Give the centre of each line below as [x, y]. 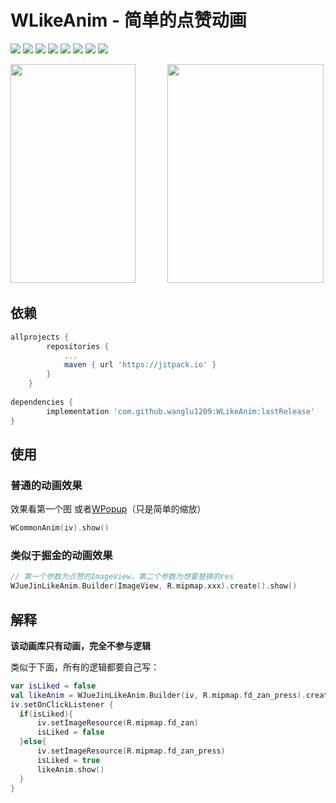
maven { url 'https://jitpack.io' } [140, 365]
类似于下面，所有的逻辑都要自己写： [85, 667]
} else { [33, 742]
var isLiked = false [53, 686]
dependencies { [42, 402]
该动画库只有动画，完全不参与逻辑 [80, 645]
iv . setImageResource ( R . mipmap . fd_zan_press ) [131, 751]
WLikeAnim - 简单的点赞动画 [128, 20]
